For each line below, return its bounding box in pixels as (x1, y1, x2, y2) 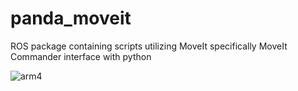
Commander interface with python (10, 50, 152, 62)
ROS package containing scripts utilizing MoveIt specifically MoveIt (10, 40, 288, 52)
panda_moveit (10, 7, 132, 30)
